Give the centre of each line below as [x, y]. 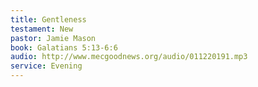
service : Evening [46, 66]
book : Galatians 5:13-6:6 [64, 47]
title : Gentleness [48, 19]
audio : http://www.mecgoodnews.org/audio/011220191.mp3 [129, 57]
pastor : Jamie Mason [53, 38]
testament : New [42, 29]
